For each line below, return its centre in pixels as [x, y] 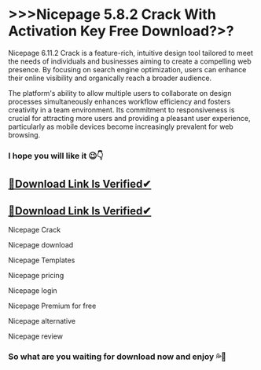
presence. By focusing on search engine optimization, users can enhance [127, 69]
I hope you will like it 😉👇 [56, 156]
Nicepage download [41, 245]
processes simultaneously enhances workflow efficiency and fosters [119, 101]
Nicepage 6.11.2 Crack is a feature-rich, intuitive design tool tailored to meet [131, 53]
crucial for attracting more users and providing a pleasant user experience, [129, 118]
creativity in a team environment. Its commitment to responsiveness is [121, 110]
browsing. [24, 134]
